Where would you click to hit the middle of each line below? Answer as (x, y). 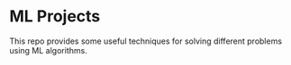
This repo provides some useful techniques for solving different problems (145, 41)
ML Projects (55, 16)
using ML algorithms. (48, 50)
